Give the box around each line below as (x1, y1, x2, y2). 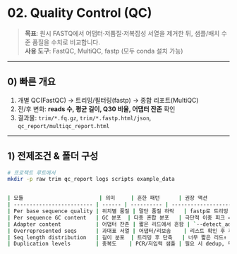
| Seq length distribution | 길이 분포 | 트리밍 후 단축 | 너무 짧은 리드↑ (7, 234, 227, 241)
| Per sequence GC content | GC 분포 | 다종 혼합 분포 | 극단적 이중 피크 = (7, 214, 231, 221)
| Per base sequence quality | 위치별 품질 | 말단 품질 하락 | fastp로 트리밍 (7, 208, 229, 215)
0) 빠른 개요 (7, 76, 56, 88)
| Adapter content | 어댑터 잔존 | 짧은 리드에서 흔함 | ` (7, 220, 197, 228)
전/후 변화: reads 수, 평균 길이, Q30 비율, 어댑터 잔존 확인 (17, 104, 176, 113)
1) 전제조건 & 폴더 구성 (7, 150, 99, 163)
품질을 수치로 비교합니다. (32, 37, 101, 46)
